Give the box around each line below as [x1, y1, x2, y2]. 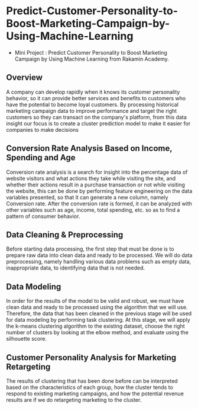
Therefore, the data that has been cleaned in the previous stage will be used [6, 310, 192, 317]
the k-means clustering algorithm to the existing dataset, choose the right [6, 322, 185, 330]
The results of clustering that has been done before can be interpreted [6, 378, 178, 384]
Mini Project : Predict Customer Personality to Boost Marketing [14, 49, 167, 56]
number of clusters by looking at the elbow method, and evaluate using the [6, 329, 189, 336]
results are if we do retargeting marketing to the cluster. [6, 397, 142, 403]
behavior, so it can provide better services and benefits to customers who [6, 94, 186, 102]
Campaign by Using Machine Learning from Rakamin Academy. [14, 55, 170, 62]
